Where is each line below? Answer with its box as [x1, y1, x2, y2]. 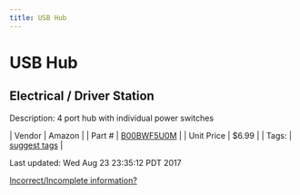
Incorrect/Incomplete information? [9, 174, 138, 186]
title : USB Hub [9, 13, 67, 23]
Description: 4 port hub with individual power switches [9, 112, 215, 123]
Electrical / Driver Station [9, 88, 155, 104]
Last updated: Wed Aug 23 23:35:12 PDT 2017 [9, 157, 182, 168]
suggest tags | [9, 140, 64, 151]
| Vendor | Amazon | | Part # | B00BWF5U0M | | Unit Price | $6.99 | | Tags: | [9, 130, 293, 141]
